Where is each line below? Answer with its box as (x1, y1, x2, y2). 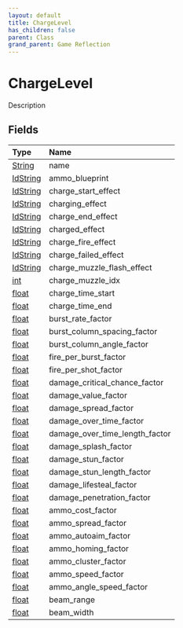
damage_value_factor (48, 390, 128, 401)
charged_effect (48, 223, 105, 234)
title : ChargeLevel (8, 19, 72, 27)
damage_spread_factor (48, 402, 134, 413)
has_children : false (8, 26, 76, 34)
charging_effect (48, 198, 108, 209)
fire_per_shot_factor (48, 364, 123, 375)
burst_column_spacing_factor (48, 325, 158, 336)
